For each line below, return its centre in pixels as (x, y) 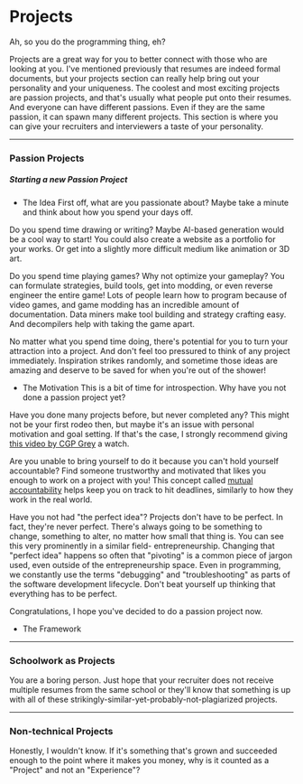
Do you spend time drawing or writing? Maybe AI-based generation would (147, 229)
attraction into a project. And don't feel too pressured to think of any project (150, 350)
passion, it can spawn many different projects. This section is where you (144, 117)
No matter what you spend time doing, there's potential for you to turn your (149, 341)
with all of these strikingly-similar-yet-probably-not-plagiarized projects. (143, 700)
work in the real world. (51, 499)
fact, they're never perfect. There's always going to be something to (136, 527)
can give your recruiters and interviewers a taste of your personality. (137, 126)
